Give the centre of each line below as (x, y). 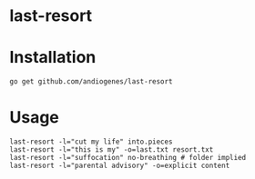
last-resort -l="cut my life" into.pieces (91, 142)
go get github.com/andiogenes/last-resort (91, 82)
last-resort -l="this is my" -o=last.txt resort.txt (112, 150)
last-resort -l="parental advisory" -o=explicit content (120, 166)
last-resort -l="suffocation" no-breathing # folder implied (128, 158)
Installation (53, 58)
